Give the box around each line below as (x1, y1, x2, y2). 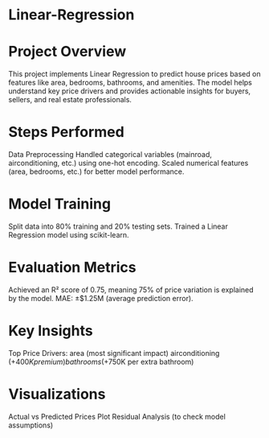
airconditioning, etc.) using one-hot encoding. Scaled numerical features (8, 159, 249, 168)
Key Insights (8, 322, 94, 340)
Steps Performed (8, 123, 124, 142)
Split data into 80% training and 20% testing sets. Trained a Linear (8, 221, 229, 231)
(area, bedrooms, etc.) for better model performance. (8, 167, 185, 176)
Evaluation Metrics (8, 258, 137, 277)
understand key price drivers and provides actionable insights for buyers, (8, 86, 251, 96)
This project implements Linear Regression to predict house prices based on (8, 69, 261, 79)
